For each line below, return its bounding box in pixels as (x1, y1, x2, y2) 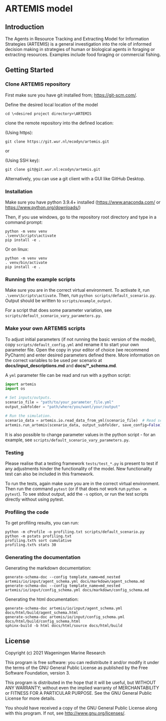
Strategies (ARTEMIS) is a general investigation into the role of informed (5, 41, 152, 47)
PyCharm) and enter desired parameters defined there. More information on (5, 352, 160, 358)
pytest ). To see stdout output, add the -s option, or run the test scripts (5, 491, 149, 497)
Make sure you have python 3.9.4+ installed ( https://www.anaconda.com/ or (5, 199, 161, 205)
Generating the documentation (5, 554, 81, 561)
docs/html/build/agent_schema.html (5, 610, 79, 616)
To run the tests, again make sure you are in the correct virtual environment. (5, 480, 160, 486)
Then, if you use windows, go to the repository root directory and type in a (5, 214, 157, 220)
